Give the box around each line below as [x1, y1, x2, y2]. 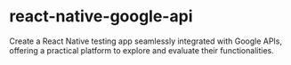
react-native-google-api [9, 6, 193, 27]
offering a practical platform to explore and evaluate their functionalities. [9, 45, 274, 55]
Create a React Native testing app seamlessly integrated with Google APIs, [9, 36, 283, 46]
